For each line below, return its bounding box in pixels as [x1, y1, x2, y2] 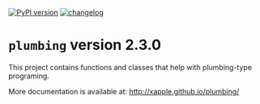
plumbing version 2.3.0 [8, 36, 162, 54]
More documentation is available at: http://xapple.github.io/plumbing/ [8, 86, 240, 96]
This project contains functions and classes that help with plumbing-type [8, 62, 253, 72]
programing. [8, 71, 50, 81]
